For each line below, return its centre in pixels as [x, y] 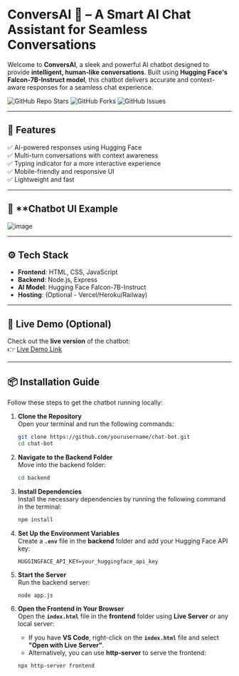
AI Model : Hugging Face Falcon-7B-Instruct [82, 287]
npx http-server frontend [56, 666]
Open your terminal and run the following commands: [96, 424]
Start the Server [42, 574]
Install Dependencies [49, 492]
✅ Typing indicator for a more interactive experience [84, 163]
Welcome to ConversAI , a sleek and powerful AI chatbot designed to [108, 64]
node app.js [35, 595]
